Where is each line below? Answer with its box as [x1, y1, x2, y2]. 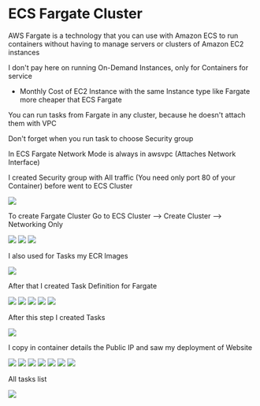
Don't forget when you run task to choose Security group [8, 133, 194, 143]
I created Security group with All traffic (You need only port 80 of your [8, 173, 236, 182]
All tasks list [8, 374, 47, 383]
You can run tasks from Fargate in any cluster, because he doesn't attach [8, 110, 246, 119]
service [8, 71, 33, 80]
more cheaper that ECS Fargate [19, 95, 122, 104]
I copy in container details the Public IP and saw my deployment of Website [8, 342, 253, 352]
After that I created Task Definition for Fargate [8, 281, 158, 290]
